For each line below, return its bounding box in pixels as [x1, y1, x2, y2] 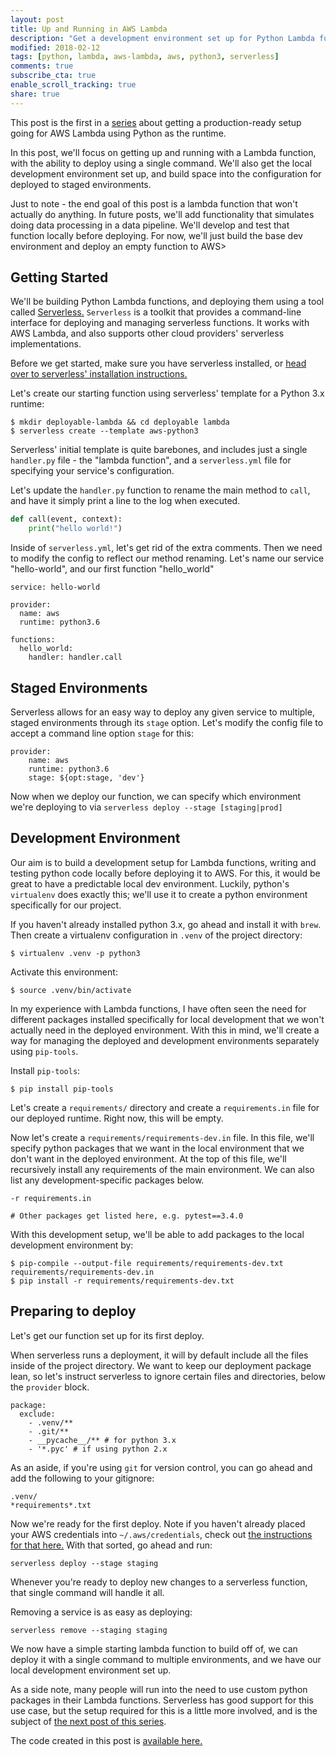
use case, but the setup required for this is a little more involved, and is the [10, 1704, 318, 1716]
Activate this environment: [10, 966, 118, 978]
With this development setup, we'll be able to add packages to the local [10, 1228, 305, 1240]
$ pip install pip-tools [10, 1084, 114, 1094]
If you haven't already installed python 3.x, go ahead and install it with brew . [10, 918, 322, 930]
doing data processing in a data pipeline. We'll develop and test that [10, 219, 290, 231]
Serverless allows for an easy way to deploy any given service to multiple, [10, 706, 315, 718]
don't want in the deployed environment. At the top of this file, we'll [10, 1152, 287, 1165]
